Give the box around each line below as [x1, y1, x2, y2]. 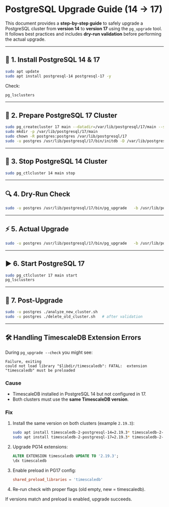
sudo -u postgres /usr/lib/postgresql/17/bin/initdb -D [5, 138, 125, 143]
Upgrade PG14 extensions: [12, 444, 68, 450]
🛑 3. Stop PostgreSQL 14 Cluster [5, 157, 108, 166]
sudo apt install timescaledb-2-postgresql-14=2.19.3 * [12, 430, 130, 435]
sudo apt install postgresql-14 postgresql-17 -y [5, 74, 112, 79]
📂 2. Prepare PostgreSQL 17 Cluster [5, 111, 117, 119]
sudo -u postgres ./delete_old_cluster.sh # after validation [5, 314, 143, 319]
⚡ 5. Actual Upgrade [5, 225, 69, 234]
